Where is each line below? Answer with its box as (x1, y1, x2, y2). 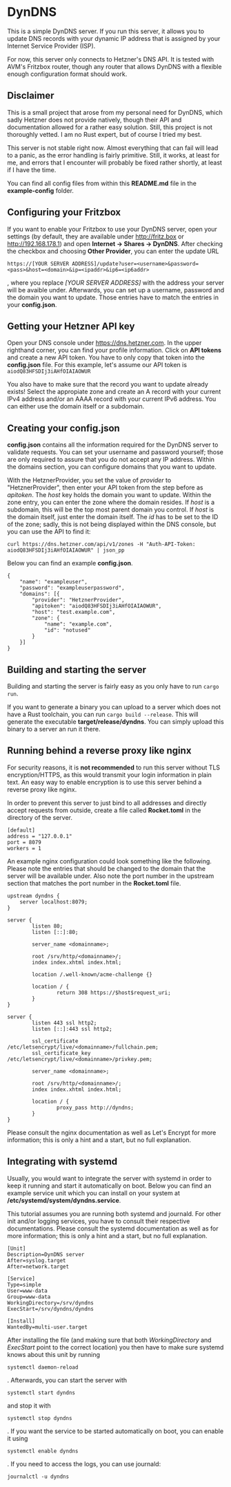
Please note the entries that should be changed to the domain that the (7, 864, 205, 872)
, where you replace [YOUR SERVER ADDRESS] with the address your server (7, 278, 225, 287)
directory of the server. (7, 813, 72, 821)
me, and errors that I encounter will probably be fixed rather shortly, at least (7, 158, 223, 167)
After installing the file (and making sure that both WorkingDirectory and (7, 1336, 212, 1344)
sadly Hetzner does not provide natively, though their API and (7, 115, 182, 124)
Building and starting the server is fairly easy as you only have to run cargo (7, 682, 219, 690)
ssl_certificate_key (32, 1049, 91, 1056)
